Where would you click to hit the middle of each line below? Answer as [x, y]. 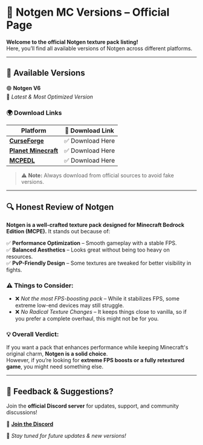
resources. [20, 256]
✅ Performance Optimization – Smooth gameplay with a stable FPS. [92, 243]
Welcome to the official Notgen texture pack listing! [72, 42]
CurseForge [27, 141]
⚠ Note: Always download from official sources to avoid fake [97, 175]
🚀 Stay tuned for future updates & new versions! [66, 436]
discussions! [22, 412]
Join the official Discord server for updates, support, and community [93, 406]
